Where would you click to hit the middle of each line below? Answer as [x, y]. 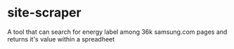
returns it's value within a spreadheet [61, 39]
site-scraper [45, 13]
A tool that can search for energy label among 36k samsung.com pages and [117, 32]
